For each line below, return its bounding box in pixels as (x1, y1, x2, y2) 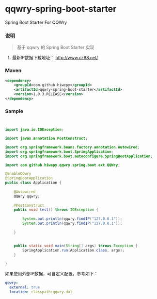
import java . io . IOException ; (5, 127, 64, 132)
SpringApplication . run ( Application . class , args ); (22, 248, 125, 253)
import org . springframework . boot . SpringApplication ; (5, 149, 114, 154)
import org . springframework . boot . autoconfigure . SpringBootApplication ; (5, 154, 153, 159)
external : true (9, 285, 40, 290)
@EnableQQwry (5, 171, 31, 176)
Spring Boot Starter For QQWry (5, 19, 67, 25)
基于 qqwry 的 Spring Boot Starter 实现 (16, 45, 94, 50)
